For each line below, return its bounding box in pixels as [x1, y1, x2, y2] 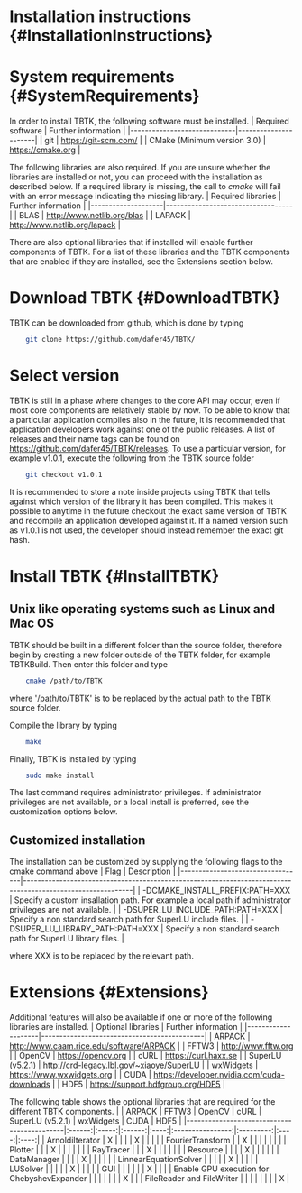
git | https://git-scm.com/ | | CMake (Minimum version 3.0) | [44, 135, 266, 146]
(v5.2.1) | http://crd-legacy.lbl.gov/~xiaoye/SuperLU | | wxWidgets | [9, 1060, 259, 1070]
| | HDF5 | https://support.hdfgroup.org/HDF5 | [52, 1079, 226, 1090]
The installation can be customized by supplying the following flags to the [9, 857, 283, 867]
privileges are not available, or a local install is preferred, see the [9, 796, 250, 808]
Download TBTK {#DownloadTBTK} [9, 288, 281, 308]
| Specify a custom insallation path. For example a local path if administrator [9, 895, 291, 905]
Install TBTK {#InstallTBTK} [9, 565, 220, 586]
